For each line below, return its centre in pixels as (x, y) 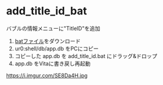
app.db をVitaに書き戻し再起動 (53, 63)
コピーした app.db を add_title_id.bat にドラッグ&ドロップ (86, 56)
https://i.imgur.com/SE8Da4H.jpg (47, 75)
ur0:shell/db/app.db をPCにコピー (57, 48)
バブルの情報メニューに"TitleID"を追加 (53, 28)
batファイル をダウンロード (47, 41)
